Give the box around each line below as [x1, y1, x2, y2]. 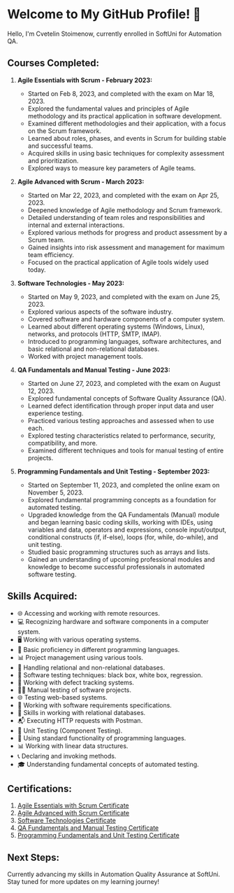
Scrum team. [27, 235, 65, 244]
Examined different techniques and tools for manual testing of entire [27, 446, 224, 455]
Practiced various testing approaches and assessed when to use [27, 416, 214, 424]
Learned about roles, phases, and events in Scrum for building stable [27, 134, 227, 142]
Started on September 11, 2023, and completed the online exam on [27, 480, 220, 489]
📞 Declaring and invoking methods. [17, 752, 117, 760]
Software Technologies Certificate [17, 816, 117, 825]
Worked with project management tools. [27, 352, 143, 360]
